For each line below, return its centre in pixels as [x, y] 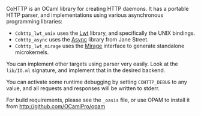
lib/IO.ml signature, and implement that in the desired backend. [86, 70]
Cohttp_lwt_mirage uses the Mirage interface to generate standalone [100, 46]
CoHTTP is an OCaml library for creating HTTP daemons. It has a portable [97, 9]
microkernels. [32, 52]
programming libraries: [34, 21]
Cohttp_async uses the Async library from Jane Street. [82, 39]
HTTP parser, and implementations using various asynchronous [85, 15]
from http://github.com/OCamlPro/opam [56, 106]
